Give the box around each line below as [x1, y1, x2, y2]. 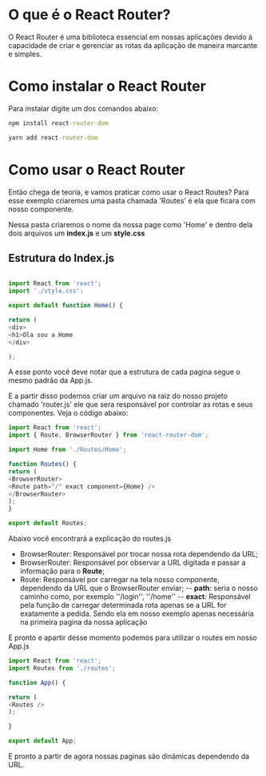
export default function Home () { [8, 302, 124, 310]
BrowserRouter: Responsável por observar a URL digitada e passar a [19, 558, 246, 567]
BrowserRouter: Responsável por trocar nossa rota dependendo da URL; [19, 549, 258, 558]
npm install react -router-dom [8, 119, 109, 127]
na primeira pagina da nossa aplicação [19, 617, 148, 626]
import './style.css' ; [8, 287, 84, 296]
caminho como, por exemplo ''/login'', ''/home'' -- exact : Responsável [19, 592, 252, 601]
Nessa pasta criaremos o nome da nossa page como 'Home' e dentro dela [8, 219, 253, 229]
